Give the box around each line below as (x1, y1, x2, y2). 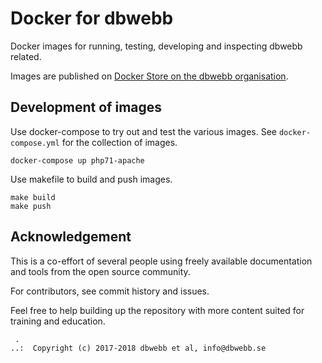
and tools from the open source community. (10, 265, 191, 277)
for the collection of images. (61, 136, 178, 148)
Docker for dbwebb (10, 7, 174, 30)
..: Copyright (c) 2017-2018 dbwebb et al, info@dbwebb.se (10, 343, 267, 353)
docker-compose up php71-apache (10, 155, 145, 166)
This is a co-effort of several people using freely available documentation (10, 255, 313, 267)
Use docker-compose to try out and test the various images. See (10, 125, 278, 137)
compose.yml (10, 138, 60, 148)
